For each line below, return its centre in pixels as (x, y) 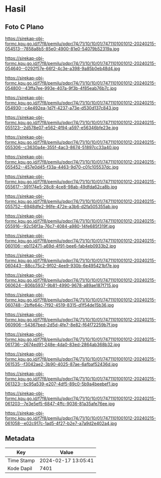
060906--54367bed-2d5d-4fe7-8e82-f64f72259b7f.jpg (61, 325)
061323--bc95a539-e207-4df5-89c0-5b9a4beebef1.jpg (61, 384)
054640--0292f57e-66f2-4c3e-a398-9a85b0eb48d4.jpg (63, 68)
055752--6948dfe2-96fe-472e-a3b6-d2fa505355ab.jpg (62, 206)
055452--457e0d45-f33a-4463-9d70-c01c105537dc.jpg (62, 167)
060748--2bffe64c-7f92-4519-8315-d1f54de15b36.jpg (59, 305)
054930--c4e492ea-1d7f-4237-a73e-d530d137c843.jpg (62, 108)
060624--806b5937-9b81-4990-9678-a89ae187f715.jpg (62, 285)
